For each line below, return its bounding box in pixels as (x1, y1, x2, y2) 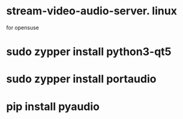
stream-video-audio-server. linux (6, 4, 177, 18)
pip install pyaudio (6, 100, 100, 113)
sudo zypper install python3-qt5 (6, 45, 172, 59)
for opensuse (6, 24, 39, 31)
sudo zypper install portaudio (6, 72, 157, 86)
